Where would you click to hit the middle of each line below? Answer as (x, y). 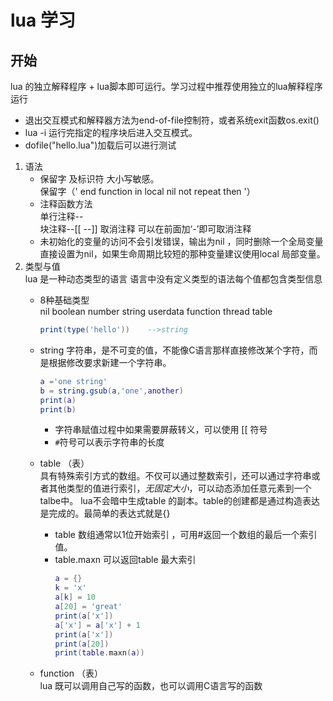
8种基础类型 (64, 300)
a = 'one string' (73, 381)
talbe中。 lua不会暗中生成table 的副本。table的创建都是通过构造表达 (179, 501)
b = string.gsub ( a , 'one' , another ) (111, 391)
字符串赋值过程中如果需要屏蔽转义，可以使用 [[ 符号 (161, 430)
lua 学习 (43, 20)
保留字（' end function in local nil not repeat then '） (147, 191)
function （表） (71, 673)
